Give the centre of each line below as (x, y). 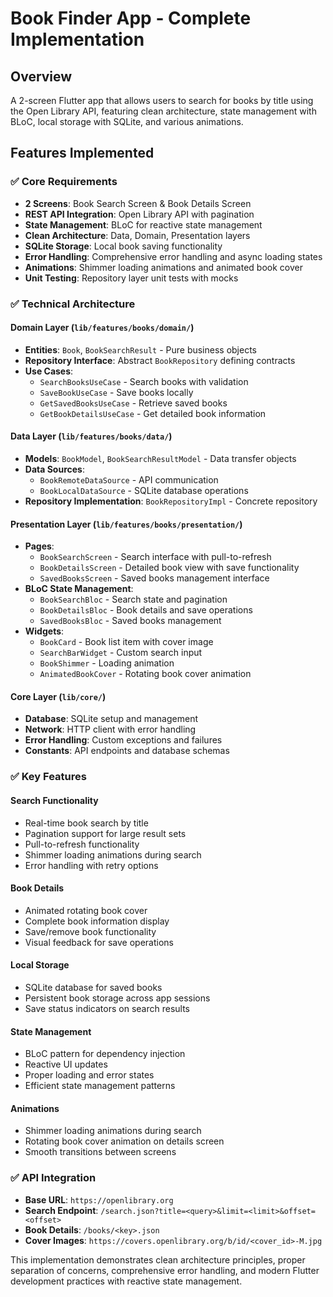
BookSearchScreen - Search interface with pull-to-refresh (155, 557)
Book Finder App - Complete (131, 18)
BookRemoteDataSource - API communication (129, 480)
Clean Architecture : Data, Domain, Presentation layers (137, 235)
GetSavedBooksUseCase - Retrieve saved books (133, 403)
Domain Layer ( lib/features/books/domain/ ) (102, 328)
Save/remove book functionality (90, 931)
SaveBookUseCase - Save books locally (116, 392)
